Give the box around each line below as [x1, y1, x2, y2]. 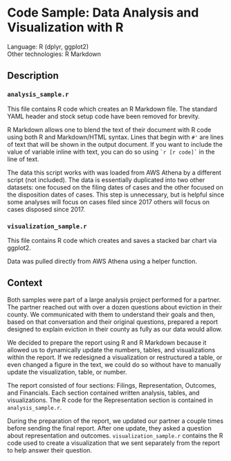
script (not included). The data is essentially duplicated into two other [7, 175, 205, 184]
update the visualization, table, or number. [7, 368, 127, 376]
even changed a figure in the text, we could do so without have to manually [7, 360, 221, 368]
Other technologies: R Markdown [7, 50, 102, 58]
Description [7, 70, 59, 82]
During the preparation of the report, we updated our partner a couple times [7, 417, 223, 425]
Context [7, 277, 43, 289]
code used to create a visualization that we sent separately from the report [7, 438, 220, 447]
